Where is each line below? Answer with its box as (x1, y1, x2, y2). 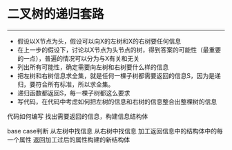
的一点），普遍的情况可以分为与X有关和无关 (17, 54, 140, 62)
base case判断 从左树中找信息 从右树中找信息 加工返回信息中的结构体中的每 (7, 126, 223, 135)
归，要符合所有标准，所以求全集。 (17, 80, 115, 88)
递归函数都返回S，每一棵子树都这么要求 (17, 88, 130, 97)
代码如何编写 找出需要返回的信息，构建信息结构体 (7, 112, 148, 120)
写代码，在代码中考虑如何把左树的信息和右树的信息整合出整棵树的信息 (17, 97, 217, 106)
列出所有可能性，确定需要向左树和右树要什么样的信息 (17, 63, 169, 71)
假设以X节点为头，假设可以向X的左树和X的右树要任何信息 (17, 37, 182, 45)
